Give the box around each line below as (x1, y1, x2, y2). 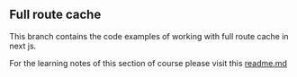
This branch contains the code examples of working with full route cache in (9, 30, 290, 41)
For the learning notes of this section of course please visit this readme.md (9, 57, 288, 68)
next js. (9, 40, 37, 51)
